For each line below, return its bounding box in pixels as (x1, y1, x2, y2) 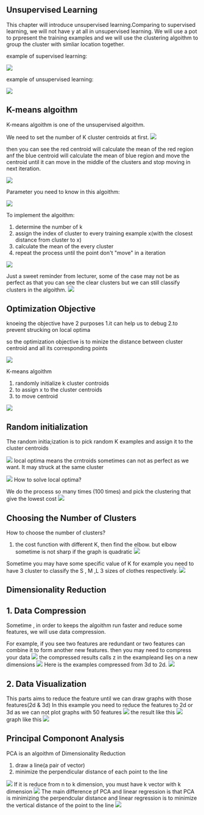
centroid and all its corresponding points (6, 345, 108, 352)
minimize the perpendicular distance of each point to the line (15, 768, 168, 775)
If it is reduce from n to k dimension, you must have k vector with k (13, 780, 181, 788)
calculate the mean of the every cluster (15, 242, 114, 250)
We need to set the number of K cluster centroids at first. (6, 134, 149, 141)
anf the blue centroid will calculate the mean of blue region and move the (6, 152, 190, 159)
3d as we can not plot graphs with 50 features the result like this (6, 709, 175, 716)
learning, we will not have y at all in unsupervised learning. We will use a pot (6, 27, 197, 35)
